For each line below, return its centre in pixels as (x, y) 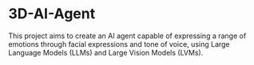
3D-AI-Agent (52, 14)
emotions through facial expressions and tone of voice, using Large (119, 44)
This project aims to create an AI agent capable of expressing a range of (127, 36)
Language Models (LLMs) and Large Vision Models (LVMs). (106, 52)
